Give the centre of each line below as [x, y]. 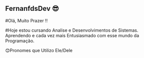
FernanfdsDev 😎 [32, 9]
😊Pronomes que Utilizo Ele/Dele [39, 50]
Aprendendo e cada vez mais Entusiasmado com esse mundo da [72, 35]
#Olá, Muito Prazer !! [26, 20]
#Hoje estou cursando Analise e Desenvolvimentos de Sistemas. [72, 30]
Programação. [20, 41]
